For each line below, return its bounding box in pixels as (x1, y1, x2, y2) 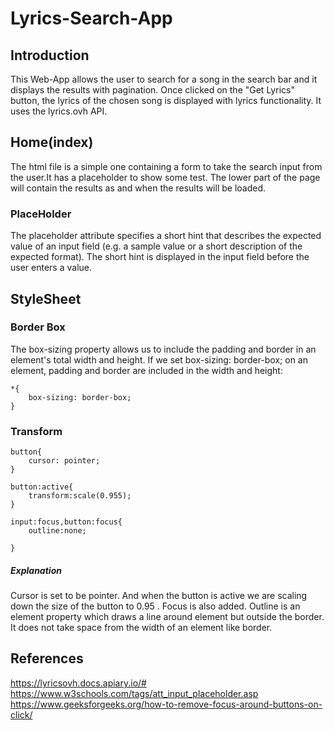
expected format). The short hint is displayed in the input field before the (10, 251, 310, 263)
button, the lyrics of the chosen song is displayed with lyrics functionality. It (10, 95, 322, 106)
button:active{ (10, 482, 74, 492)
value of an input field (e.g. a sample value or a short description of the (10, 240, 303, 252)
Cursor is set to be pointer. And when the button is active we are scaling (10, 590, 308, 602)
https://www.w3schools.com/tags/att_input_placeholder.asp (10, 687, 259, 699)
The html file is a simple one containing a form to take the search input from (10, 160, 323, 172)
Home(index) (10, 134, 94, 151)
